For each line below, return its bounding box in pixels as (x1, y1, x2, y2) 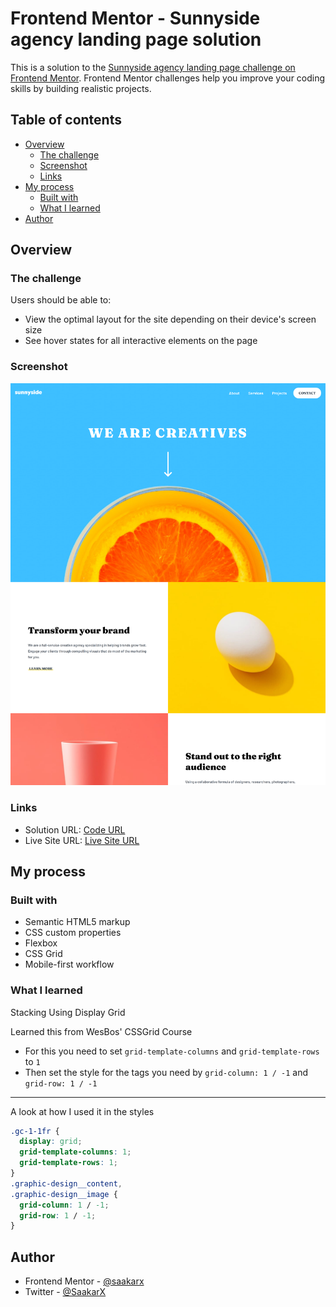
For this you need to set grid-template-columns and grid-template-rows (24, 1045, 320, 1057)
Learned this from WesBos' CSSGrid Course (10, 1025, 193, 1037)
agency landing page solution (10, 28, 262, 51)
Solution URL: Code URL (24, 823, 126, 836)
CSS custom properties (24, 927, 122, 939)
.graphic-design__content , (10, 1178, 123, 1189)
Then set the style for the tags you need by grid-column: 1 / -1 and (24, 1066, 309, 1078)
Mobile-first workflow (24, 958, 115, 971)
